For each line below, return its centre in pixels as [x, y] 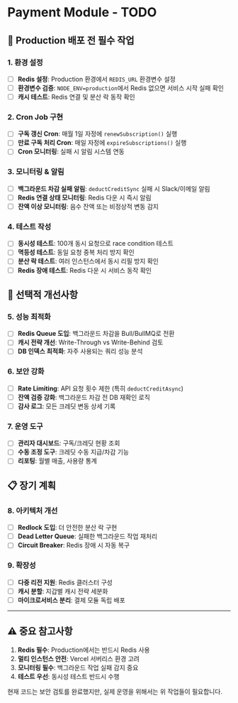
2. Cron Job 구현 [35, 116]
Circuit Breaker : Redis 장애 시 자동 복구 [73, 545]
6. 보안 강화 [26, 371]
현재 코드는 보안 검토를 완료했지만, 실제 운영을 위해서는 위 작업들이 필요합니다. [115, 691]
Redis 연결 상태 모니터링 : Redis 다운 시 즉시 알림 [84, 197]
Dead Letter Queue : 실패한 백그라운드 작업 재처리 [87, 536]
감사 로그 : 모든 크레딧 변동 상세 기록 [67, 406]
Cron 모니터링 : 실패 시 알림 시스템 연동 [71, 152]
